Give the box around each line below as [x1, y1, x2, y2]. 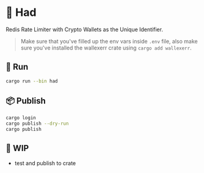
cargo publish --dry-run [5, 120, 69, 127]
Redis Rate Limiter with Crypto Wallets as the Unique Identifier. [5, 26, 163, 33]
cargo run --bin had [5, 78, 59, 84]
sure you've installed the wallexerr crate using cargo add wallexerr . [20, 44, 192, 51]
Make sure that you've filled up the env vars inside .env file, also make [20, 37, 198, 45]
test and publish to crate [14, 159, 76, 167]
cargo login [5, 115, 36, 121]
